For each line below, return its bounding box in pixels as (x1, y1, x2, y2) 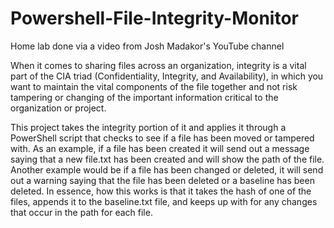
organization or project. (10, 102, 107, 114)
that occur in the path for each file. (10, 206, 153, 218)
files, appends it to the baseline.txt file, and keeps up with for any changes (10, 195, 318, 207)
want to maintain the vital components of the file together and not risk (10, 80, 298, 92)
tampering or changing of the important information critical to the (10, 91, 279, 103)
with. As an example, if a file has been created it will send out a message (10, 142, 310, 154)
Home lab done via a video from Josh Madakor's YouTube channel (10, 40, 285, 52)
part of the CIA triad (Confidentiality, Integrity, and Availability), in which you (10, 70, 324, 82)
